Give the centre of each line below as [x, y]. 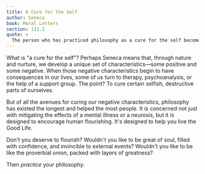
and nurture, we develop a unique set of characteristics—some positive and [102, 64]
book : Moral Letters [33, 23]
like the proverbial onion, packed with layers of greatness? [80, 153]
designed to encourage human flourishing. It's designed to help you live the [101, 121]
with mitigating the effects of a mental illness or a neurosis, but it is [90, 115]
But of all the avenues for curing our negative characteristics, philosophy [98, 102]
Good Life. [20, 128]
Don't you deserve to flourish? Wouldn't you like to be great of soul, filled [98, 140]
